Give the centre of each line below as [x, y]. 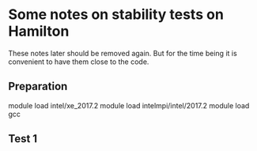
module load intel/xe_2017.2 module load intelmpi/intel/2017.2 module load [129, 105]
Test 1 [23, 139]
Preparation [38, 87]
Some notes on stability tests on [116, 15]
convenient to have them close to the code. [79, 62]
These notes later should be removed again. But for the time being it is [123, 53]
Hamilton [39, 31]
